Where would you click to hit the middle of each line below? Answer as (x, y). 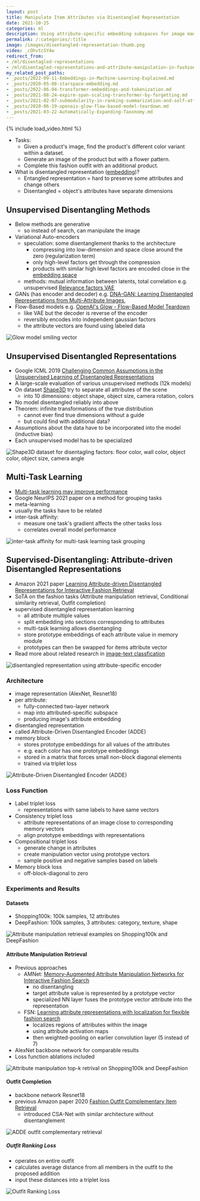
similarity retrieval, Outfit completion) (60, 603)
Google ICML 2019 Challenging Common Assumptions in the (89, 370)
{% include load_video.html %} (44, 128)
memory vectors (44, 829)
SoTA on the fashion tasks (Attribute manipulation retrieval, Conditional (101, 596)
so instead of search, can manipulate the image (82, 231)
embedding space (55, 275)
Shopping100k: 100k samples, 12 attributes (67, 916)
